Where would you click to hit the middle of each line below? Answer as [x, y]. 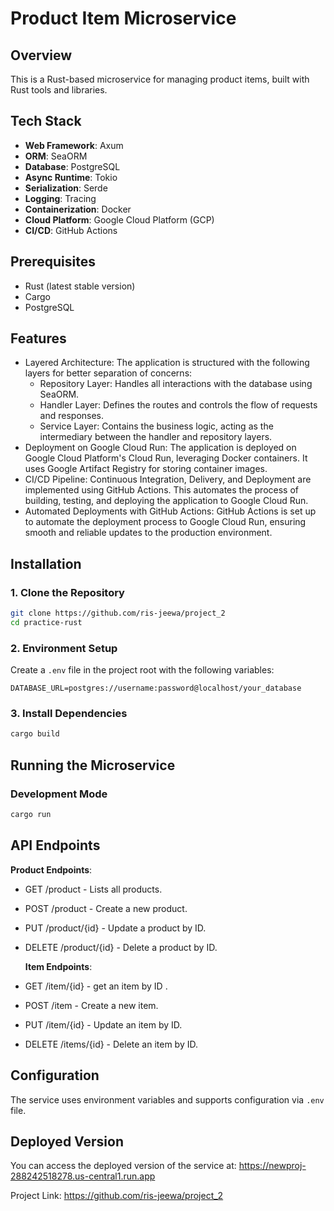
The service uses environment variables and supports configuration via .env [167, 1099]
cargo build [35, 734]
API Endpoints [55, 845]
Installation [46, 563]
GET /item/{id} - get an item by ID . [96, 986]
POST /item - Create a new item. [91, 1005]
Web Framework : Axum [74, 145]
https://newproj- [272, 1166]
